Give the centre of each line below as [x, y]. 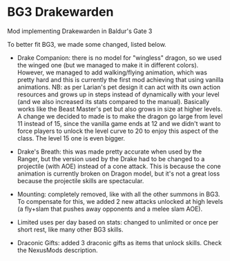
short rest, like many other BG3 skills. [70, 229]
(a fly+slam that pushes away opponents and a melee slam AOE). [109, 209]
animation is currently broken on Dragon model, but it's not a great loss [118, 174]
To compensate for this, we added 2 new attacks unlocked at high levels [120, 201]
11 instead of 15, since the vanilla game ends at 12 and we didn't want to [119, 123]
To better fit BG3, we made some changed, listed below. [87, 44]
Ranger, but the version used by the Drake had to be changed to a [111, 158]
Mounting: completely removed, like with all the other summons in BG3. [118, 194]
